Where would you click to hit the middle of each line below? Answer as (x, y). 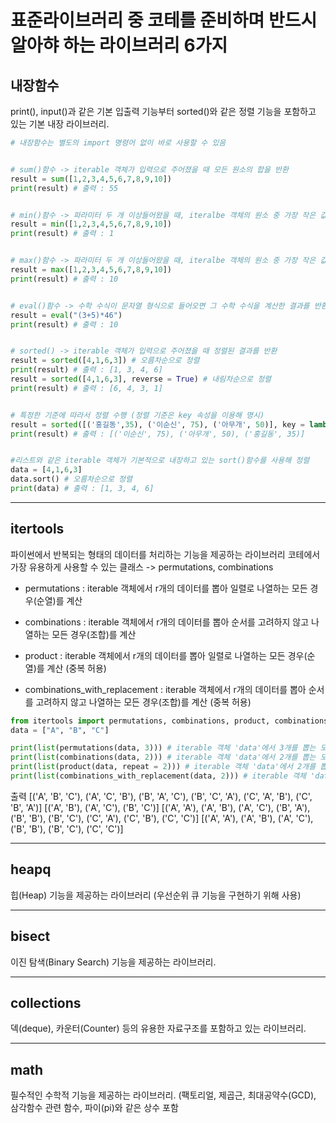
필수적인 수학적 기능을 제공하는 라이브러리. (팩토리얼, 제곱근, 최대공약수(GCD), (163, 1095)
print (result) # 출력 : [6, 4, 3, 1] (86, 388)
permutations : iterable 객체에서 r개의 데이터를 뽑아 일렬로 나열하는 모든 (166, 588)
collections (46, 1002)
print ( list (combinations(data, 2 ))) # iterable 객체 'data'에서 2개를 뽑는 (163, 757)
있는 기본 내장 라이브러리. (60, 124)
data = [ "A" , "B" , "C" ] (60, 730)
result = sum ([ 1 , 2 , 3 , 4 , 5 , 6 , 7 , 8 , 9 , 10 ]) (91, 179)
